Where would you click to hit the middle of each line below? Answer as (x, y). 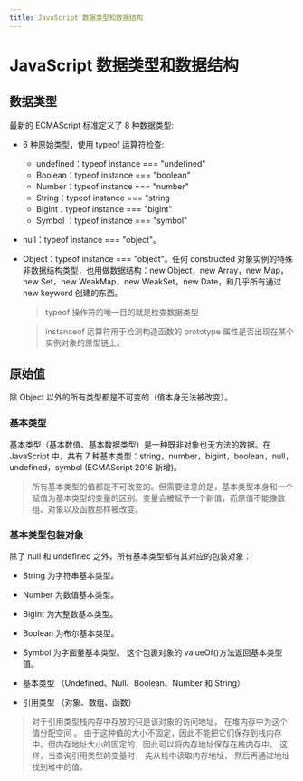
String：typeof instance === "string (103, 198)
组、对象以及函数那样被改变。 (87, 509)
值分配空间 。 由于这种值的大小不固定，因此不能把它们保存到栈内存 (156, 733)
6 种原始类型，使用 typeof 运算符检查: (93, 144)
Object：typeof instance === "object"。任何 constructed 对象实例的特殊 (157, 258)
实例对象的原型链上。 (85, 342)
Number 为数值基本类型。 (71, 595)
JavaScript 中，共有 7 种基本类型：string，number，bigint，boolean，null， (151, 456)
